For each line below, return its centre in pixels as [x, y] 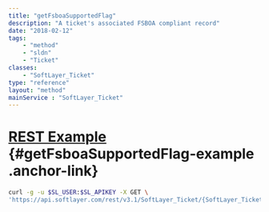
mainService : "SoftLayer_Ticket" [66, 98]
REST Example [57, 137]
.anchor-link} [53, 171]
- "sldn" [37, 53]
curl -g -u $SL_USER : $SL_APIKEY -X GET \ [78, 193]
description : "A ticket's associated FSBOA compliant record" [114, 23]
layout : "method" [37, 90]
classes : [23, 68]
